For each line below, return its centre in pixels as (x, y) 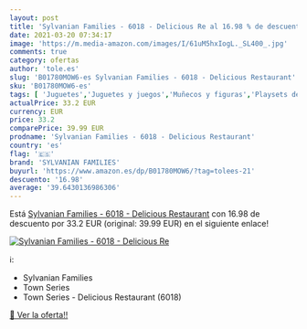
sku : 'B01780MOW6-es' (51, 86)
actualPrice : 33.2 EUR (53, 103)
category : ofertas (44, 60)
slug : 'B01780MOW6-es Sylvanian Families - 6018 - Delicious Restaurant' (153, 78)
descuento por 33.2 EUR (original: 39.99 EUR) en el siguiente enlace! (139, 224)
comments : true (38, 52)
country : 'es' (37, 145)
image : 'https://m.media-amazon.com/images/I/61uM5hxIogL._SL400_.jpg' (148, 43)
